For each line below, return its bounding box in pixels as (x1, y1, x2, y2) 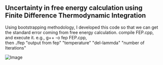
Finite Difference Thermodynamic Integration (5, 12, 146, 20)
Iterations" (5, 45, 26, 50)
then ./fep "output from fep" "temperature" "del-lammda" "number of (5, 40, 145, 46)
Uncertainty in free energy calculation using (5, 4, 143, 12)
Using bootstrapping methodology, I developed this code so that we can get (5, 24, 158, 30)
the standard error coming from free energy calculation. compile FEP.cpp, (5, 29, 154, 35)
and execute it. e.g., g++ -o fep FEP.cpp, (5, 34, 87, 40)
